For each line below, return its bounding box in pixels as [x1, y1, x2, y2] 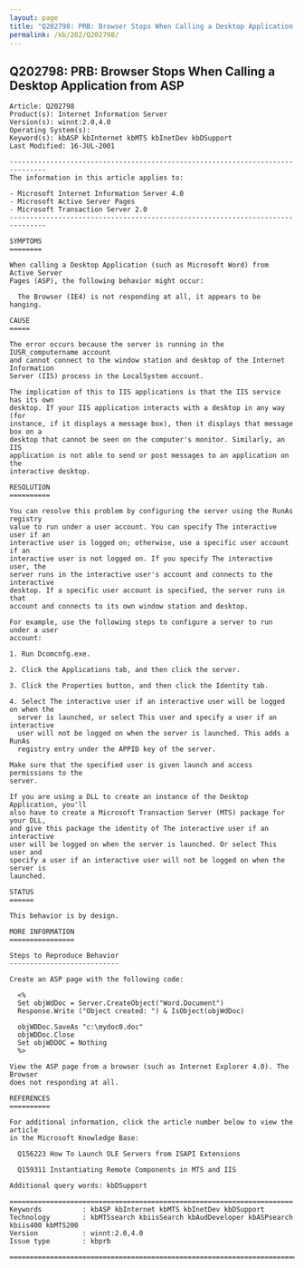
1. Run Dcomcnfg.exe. [9, 649, 91, 658]
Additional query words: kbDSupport [9, 1181, 147, 1191]
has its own [9, 395, 54, 405]
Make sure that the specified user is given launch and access [9, 761, 253, 770]
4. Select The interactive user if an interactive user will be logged [9, 697, 285, 707]
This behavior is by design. [9, 912, 119, 921]
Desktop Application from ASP [9, 78, 185, 93]
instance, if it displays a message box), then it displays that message [9, 419, 294, 429]
